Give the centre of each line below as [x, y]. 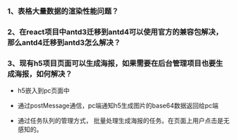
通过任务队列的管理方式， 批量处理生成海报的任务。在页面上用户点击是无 [123, 121]
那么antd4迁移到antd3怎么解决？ [64, 42]
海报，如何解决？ [43, 74]
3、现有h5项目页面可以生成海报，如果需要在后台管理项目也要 [112, 63]
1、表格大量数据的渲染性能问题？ [63, 11]
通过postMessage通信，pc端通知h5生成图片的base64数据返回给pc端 [118, 106]
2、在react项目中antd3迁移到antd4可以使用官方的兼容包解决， [115, 32]
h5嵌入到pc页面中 [43, 91]
